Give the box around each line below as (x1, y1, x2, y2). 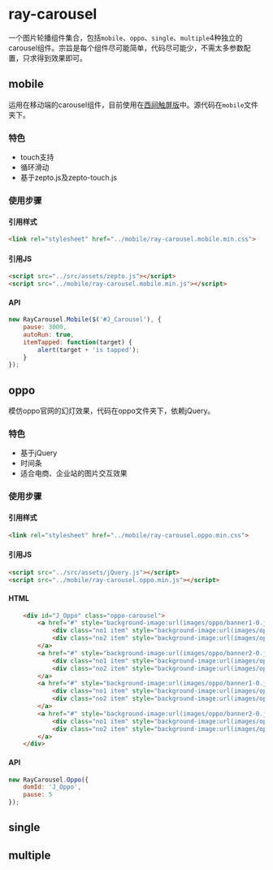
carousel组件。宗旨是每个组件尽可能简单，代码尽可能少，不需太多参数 (8, 42, 244, 53)
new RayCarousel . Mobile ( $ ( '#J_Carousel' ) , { (8, 315, 162, 324)
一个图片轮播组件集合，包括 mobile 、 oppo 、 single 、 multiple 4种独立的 (8, 33, 243, 42)
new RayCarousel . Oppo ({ (8, 776, 89, 784)
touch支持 (19, 152, 54, 163)
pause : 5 (23, 790, 53, 799)
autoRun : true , (23, 330, 75, 338)
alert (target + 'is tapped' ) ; (37, 346, 140, 354)
